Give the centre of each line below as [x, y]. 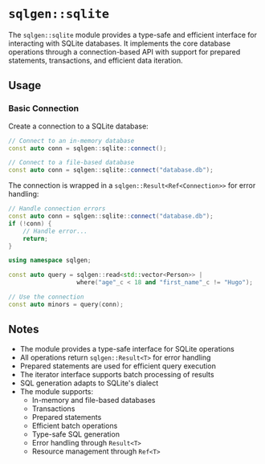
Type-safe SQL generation [76, 434]
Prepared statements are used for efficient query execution [118, 366]
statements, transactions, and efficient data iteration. [96, 60]
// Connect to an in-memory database [71, 140]
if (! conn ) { [30, 223]
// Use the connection [46, 297]
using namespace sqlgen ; [50, 260]
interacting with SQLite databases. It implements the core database [120, 43]
